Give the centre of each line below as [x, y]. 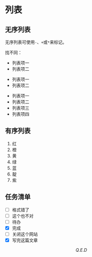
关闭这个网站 [25, 234]
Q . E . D [81, 250]
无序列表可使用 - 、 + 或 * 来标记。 [36, 42]
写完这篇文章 [25, 240]
